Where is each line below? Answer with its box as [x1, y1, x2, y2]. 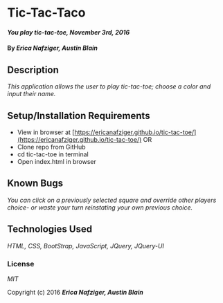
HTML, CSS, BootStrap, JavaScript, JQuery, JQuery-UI [7, 241, 165, 250]
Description [7, 64, 59, 75]
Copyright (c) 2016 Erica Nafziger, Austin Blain [7, 288, 143, 296]
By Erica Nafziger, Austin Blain [7, 44, 98, 53]
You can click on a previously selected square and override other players [7, 196, 217, 204]
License [7, 259, 35, 268]
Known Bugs [7, 178, 64, 190]
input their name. [7, 90, 56, 98]
